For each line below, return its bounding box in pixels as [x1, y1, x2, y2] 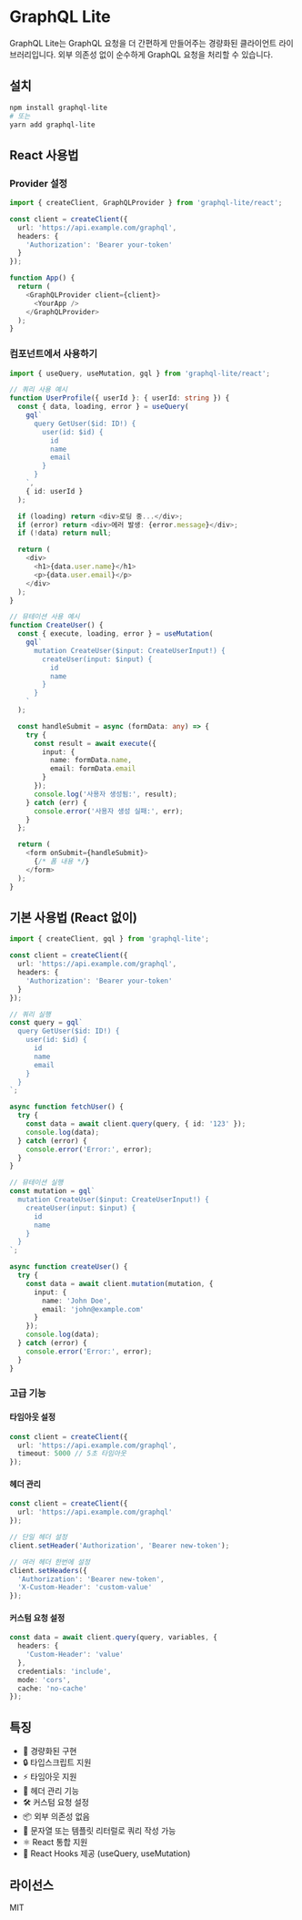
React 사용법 [9, 148, 79, 163]
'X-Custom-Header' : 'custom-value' [17, 1583, 153, 1592]
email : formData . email [49, 764, 136, 773]
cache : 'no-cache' [17, 1683, 88, 1693]
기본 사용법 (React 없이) [9, 910, 138, 925]
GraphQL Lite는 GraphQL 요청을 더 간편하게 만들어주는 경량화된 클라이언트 [9, 37, 277, 48]
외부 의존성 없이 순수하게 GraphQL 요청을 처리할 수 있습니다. [57, 48, 274, 60]
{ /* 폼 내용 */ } [33, 857, 90, 866]
